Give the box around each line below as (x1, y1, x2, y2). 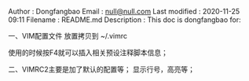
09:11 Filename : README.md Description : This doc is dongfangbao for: (8, 15, 241, 24)
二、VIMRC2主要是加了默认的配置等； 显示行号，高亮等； (8, 64, 195, 74)
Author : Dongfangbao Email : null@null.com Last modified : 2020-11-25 (8, 7, 240, 16)
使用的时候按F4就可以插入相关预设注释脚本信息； (8, 48, 169, 57)
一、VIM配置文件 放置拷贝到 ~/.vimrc (8, 31, 128, 40)
